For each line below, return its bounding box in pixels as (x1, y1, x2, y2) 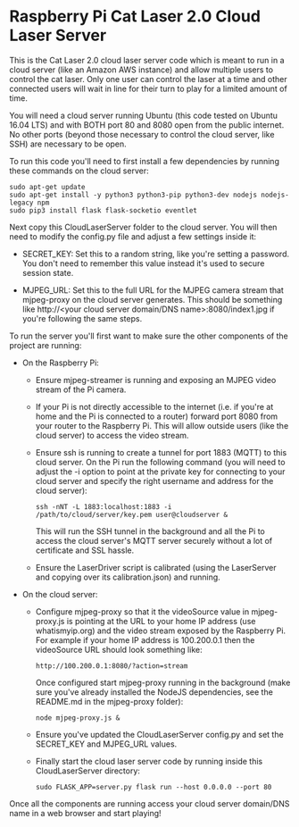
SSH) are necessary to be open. (9, 138, 127, 149)
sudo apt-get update (9, 182, 87, 191)
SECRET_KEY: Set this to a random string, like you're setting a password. (21, 248, 290, 259)
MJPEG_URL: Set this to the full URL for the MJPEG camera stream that (21, 284, 284, 296)
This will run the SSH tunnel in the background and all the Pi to (35, 525, 265, 537)
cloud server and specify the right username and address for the (35, 475, 274, 486)
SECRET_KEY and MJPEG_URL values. (35, 739, 178, 749)
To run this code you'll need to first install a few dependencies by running (9, 155, 279, 166)
